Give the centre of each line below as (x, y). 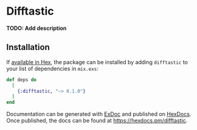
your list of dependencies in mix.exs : (52, 68)
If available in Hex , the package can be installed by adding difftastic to (97, 62)
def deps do (21, 80)
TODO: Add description (37, 28)
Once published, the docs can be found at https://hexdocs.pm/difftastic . (97, 121)
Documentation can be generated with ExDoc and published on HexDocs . (99, 114)
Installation (28, 47)
